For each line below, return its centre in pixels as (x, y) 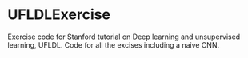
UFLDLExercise (59, 15)
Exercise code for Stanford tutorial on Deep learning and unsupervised (124, 37)
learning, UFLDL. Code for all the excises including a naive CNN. (114, 44)
